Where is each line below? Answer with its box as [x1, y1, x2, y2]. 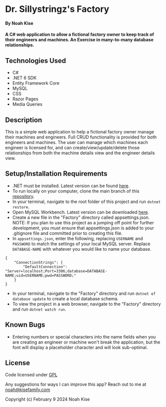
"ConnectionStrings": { [14, 260, 63, 265]
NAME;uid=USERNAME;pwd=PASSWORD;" [5, 273, 77, 278]
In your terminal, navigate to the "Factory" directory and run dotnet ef [12, 290, 156, 296]
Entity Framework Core [12, 80, 59, 86]
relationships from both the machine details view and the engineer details [5, 150, 155, 156]
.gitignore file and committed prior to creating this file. [12, 230, 123, 236]
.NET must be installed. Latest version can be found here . [12, 183, 130, 189]
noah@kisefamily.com [5, 387, 51, 393]
